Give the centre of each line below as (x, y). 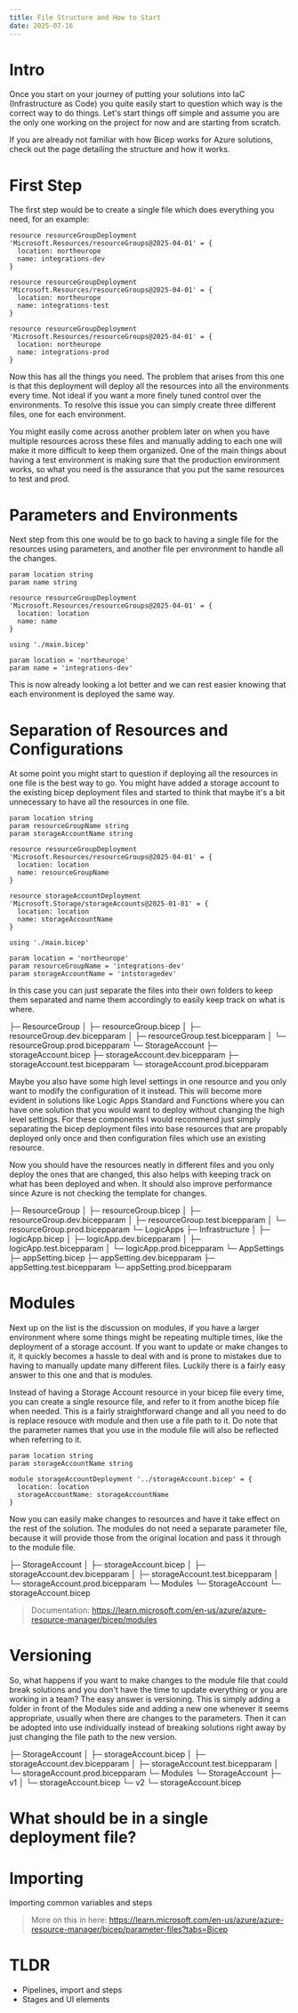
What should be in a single (109, 1819)
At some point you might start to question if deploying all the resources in (144, 774)
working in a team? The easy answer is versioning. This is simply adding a (145, 1699)
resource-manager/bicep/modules (94, 1620)
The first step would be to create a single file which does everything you (141, 210)
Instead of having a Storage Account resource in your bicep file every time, (147, 1392)
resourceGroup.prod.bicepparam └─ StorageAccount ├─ (113, 1045)
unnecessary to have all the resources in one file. (99, 802)
